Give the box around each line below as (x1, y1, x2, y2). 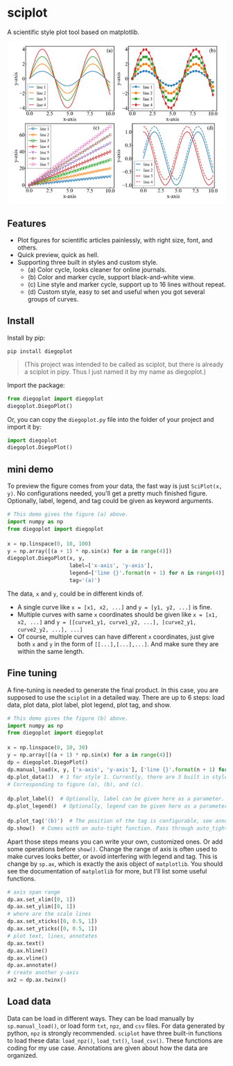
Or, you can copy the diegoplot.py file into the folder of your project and (7, 415, 214, 423)
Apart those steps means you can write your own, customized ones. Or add (7, 837, 223, 846)
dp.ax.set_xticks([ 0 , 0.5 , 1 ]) (7, 918, 98, 925)
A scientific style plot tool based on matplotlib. (7, 28, 140, 36)
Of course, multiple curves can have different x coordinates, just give (17, 632, 215, 641)
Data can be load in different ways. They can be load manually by (7, 1014, 194, 1022)
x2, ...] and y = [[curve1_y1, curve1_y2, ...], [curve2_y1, (17, 617, 196, 626)
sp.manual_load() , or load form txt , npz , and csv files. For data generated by (7, 1022, 225, 1030)
